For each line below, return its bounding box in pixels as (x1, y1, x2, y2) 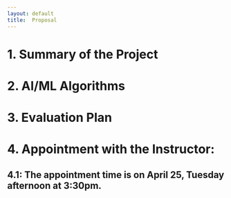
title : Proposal (7, 17, 57, 24)
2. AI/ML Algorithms (7, 78, 126, 93)
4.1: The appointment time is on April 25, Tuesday (7, 169, 225, 181)
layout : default (7, 10, 54, 17)
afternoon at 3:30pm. (7, 179, 102, 191)
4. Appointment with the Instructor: (7, 141, 215, 157)
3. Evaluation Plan (7, 110, 113, 125)
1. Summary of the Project (7, 46, 158, 62)
